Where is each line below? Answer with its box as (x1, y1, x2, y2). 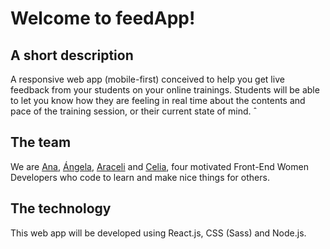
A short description (10, 47, 134, 64)
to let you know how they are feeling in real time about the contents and (10, 95, 306, 106)
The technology (10, 200, 112, 217)
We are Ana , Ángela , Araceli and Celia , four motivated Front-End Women (10, 160, 309, 172)
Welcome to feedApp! (10, 7, 196, 30)
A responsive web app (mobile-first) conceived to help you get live (10, 73, 285, 85)
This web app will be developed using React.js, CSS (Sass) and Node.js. (10, 227, 307, 239)
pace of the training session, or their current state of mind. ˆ (10, 105, 258, 117)
